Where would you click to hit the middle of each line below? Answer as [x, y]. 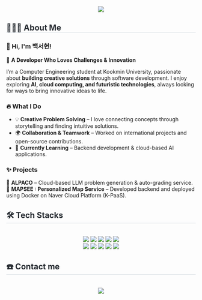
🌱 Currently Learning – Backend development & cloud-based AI [94, 148]
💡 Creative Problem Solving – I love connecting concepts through [97, 119]
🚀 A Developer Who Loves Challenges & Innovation [71, 60]
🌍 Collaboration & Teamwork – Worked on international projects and [101, 133]
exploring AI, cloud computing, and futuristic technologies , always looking [100, 84]
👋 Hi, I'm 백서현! [29, 46]
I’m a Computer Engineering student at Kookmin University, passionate [94, 71]
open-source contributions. [49, 141]
